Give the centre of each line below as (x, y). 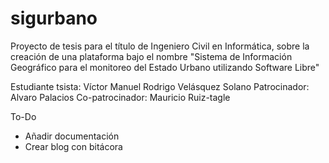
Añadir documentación (72, 136)
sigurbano (54, 18)
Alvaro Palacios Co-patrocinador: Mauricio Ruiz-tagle (120, 97)
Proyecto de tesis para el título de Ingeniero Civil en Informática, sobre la (160, 46)
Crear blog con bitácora (73, 146)
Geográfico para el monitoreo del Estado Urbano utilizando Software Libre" (165, 67)
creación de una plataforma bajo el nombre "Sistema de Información (151, 56)
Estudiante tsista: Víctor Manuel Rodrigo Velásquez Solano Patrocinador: (160, 86)
